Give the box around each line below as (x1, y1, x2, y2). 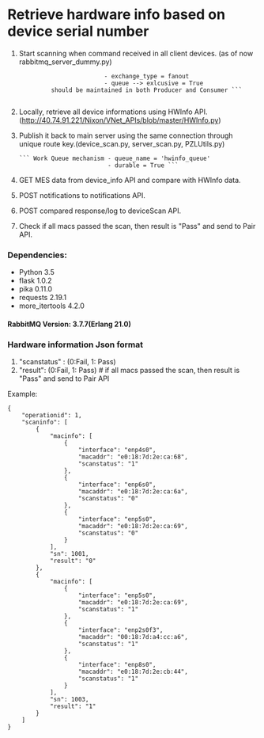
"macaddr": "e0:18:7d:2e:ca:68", (77, 453, 189, 461)
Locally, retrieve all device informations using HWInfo (18, 107, 193, 116)
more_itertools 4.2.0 (18, 301, 85, 310)
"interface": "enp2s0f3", (77, 626, 164, 634)
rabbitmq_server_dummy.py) (18, 57, 112, 67)
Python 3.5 (18, 268, 55, 277)
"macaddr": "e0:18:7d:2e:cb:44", (77, 668, 189, 676)
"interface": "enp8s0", (77, 661, 157, 669)
